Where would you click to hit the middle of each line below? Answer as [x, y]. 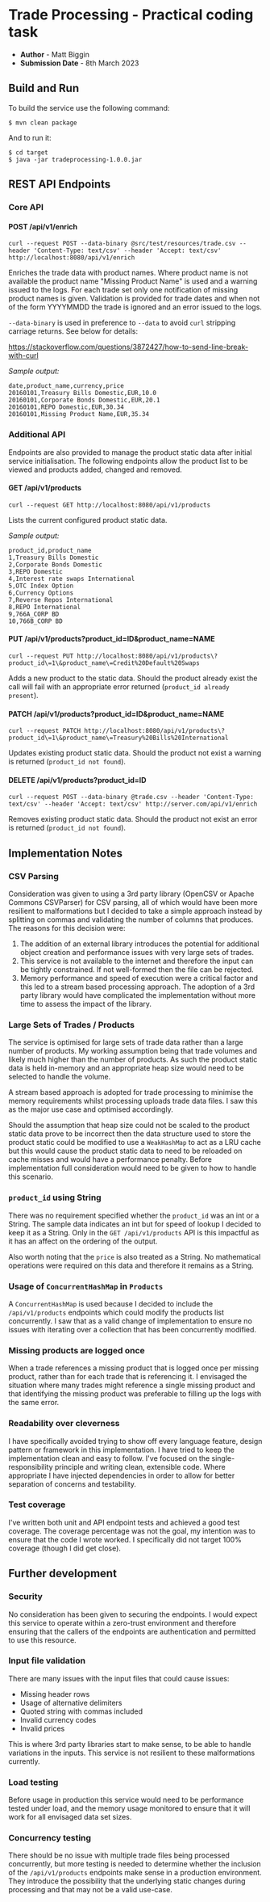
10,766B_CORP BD [35, 621]
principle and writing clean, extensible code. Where [140, 1466]
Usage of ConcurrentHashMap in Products [86, 1286]
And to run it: [30, 137]
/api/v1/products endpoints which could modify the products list [116, 1312]
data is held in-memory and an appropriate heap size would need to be [126, 1068]
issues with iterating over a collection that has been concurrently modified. [132, 1329]
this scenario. [31, 1176]
